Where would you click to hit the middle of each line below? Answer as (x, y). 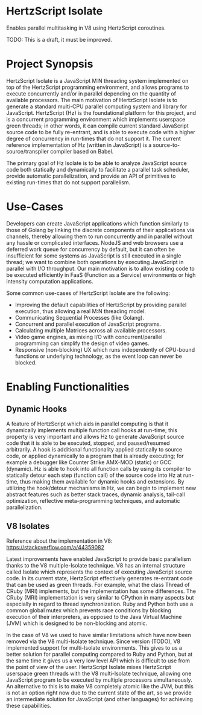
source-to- (166, 145)
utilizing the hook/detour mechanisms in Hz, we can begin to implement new (101, 488)
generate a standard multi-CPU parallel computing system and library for (97, 106)
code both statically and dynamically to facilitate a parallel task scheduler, (98, 169)
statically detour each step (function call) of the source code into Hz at (94, 475)
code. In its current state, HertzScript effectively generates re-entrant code (99, 578)
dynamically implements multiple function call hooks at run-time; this (92, 430)
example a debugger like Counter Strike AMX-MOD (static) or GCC (89, 462)
